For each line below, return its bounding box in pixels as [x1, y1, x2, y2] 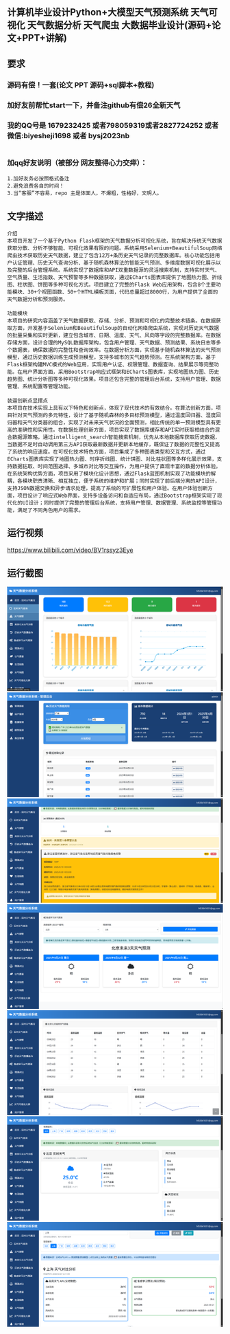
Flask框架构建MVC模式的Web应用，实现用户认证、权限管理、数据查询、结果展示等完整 [7, 361, 214, 368]
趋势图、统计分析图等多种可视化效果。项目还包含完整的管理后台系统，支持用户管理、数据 [7, 375, 221, 383]
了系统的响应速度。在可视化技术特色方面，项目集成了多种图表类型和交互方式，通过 [7, 448, 206, 455]
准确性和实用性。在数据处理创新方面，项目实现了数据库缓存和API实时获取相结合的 [16, 426, 216, 433]
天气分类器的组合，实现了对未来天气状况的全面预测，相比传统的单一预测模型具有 [22, 419, 216, 426]
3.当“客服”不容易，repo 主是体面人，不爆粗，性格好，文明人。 [7, 190, 162, 197]
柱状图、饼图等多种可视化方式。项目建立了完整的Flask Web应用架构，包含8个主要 [16, 281, 216, 288]
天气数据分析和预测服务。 [7, 296, 68, 302]
